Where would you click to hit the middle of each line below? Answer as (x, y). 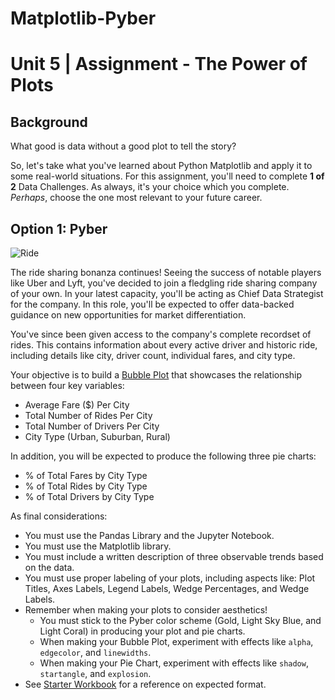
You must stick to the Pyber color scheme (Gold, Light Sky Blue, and (180, 620)
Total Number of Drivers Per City (92, 426)
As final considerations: (59, 516)
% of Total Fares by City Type (86, 475)
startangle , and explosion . (95, 673)
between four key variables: (67, 385)
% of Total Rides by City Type (86, 486)
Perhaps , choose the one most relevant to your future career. (136, 198)
